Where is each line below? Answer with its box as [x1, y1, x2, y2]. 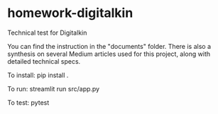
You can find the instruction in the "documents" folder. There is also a [7, 42, 212, 50]
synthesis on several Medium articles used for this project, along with [7, 50, 211, 58]
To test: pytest [7, 98, 50, 107]
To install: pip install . [7, 71, 69, 79]
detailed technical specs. [7, 57, 81, 65]
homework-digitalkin [7, 5, 133, 21]
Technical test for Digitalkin [7, 28, 87, 37]
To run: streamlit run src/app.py [7, 84, 100, 93]
